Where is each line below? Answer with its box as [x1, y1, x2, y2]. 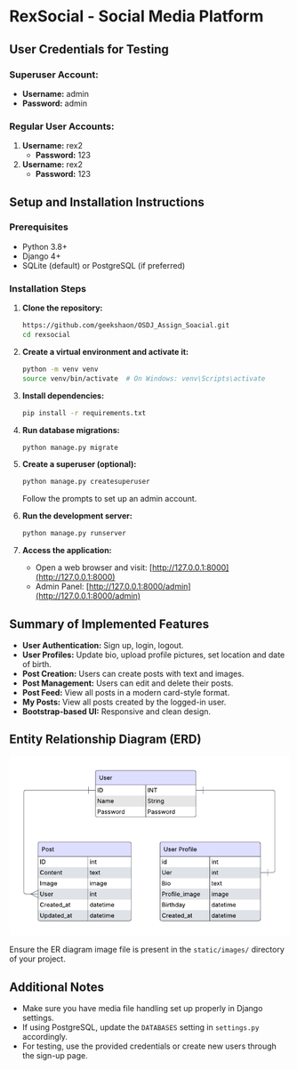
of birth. [21, 658, 52, 669]
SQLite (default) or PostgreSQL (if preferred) [21, 260, 186, 270]
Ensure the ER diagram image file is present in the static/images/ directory [9, 945, 285, 955]
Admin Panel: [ [35, 581, 90, 592]
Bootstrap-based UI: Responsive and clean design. [21, 705, 212, 717]
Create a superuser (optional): [21, 459, 137, 470]
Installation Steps [9, 282, 87, 294]
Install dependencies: [21, 390, 105, 401]
